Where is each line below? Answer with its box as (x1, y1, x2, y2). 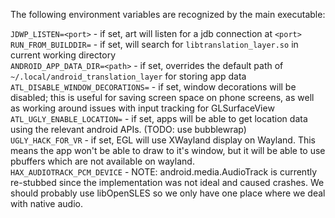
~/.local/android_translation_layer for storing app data (10, 70, 247, 82)
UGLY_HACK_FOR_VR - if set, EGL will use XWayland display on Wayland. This (10, 134, 317, 146)
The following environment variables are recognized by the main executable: (10, 9, 326, 20)
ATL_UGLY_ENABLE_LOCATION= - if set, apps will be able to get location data (10, 113, 308, 124)
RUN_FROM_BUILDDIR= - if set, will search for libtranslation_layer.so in (10, 39, 299, 50)
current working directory (10, 49, 117, 61)
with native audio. (10, 198, 83, 209)
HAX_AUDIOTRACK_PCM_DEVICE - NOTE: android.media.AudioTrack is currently (10, 166, 318, 178)
